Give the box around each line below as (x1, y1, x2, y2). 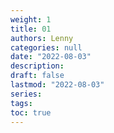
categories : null (10, 42, 83, 53)
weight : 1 (10, 14, 52, 25)
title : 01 (10, 24, 52, 34)
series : (10, 89, 43, 99)
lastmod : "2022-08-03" (10, 80, 105, 90)
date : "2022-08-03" (10, 52, 92, 62)
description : (10, 61, 65, 71)
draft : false (10, 71, 65, 81)
